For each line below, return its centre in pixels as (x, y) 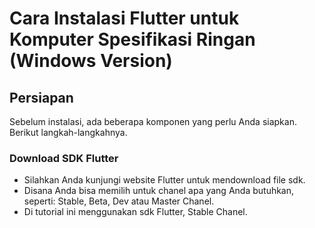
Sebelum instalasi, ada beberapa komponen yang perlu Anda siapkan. (153, 121)
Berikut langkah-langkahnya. (68, 132)
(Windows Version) (91, 61)
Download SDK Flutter (64, 158)
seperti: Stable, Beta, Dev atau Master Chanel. (119, 201)
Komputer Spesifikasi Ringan (132, 39)
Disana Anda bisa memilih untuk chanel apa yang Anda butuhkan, (159, 191)
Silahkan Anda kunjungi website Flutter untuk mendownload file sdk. (164, 180)
